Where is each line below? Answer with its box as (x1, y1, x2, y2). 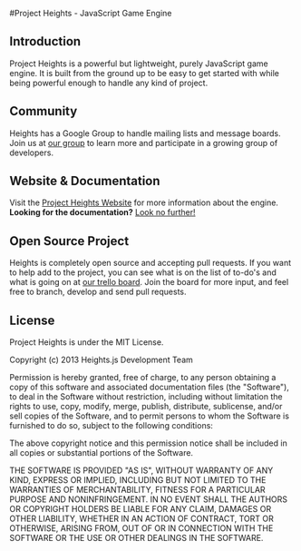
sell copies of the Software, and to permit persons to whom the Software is (9, 410, 290, 421)
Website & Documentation (9, 173, 160, 189)
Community (9, 103, 78, 119)
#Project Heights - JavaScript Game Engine (9, 8, 172, 18)
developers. (9, 147, 54, 158)
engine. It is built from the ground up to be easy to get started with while (9, 67, 279, 78)
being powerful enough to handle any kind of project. (9, 77, 209, 88)
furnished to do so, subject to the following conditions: (9, 420, 213, 431)
